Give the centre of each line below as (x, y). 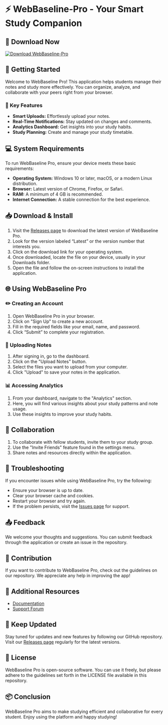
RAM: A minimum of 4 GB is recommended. (58, 194)
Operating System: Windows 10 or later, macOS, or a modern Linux (82, 178)
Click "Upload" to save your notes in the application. (66, 372)
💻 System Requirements (45, 149)
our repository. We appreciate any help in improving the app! (68, 576)
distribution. (25, 184)
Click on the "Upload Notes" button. (49, 361)
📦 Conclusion (28, 697)
